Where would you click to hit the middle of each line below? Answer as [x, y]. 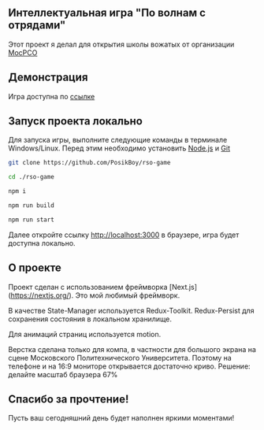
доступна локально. [42, 243]
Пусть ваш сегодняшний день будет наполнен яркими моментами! [121, 418]
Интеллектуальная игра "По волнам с [107, 13]
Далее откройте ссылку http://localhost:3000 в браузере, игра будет [124, 235]
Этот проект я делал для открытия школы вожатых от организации [121, 44]
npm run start [32, 220]
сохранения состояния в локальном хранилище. [90, 319]
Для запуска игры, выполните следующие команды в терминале [118, 140]
